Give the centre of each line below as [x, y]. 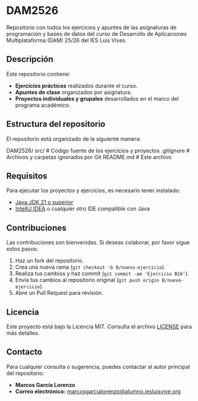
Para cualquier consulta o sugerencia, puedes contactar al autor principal [98, 366]
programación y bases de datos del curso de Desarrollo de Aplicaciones [97, 33]
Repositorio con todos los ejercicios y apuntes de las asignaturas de [92, 27]
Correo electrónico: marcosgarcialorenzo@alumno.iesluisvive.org [98, 391]
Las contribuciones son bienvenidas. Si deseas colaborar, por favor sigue [98, 243]
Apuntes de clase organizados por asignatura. [73, 92]
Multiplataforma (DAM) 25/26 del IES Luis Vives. [67, 40]
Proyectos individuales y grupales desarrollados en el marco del [97, 98]
